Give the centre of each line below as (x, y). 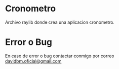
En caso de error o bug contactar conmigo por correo (60, 56)
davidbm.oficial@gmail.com (33, 61)
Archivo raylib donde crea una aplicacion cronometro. (60, 22)
